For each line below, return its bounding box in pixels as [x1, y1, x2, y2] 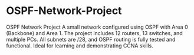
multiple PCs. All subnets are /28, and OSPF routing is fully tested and [6, 36, 176, 43]
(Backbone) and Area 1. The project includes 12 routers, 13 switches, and [6, 29, 183, 36]
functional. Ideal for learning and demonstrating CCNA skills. [6, 42, 153, 49]
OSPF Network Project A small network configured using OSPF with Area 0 [6, 23, 189, 30]
